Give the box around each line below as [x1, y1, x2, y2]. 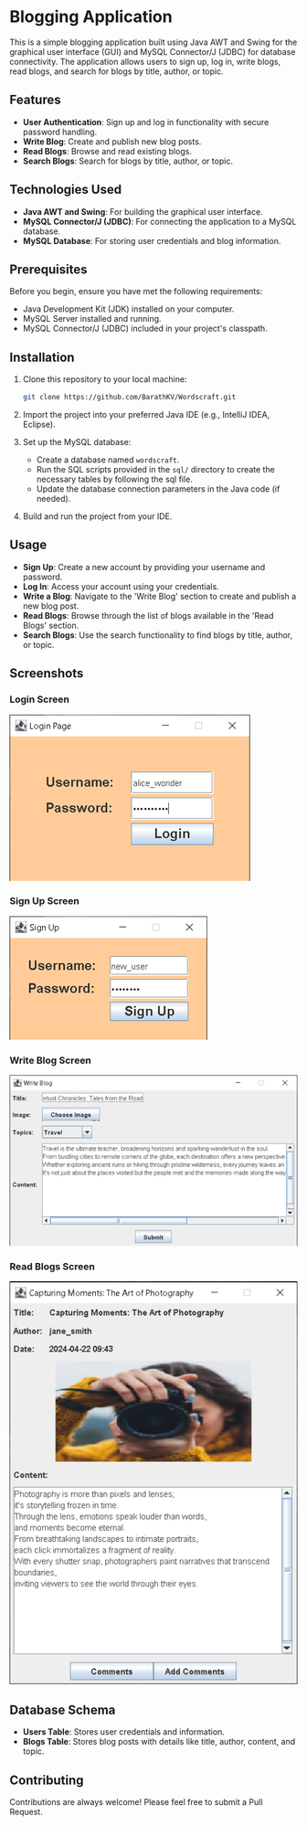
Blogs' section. [22, 620, 79, 631]
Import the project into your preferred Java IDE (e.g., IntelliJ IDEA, [22, 409, 270, 420]
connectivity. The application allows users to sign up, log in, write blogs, [9, 56, 281, 67]
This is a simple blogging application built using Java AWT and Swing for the [9, 37, 298, 48]
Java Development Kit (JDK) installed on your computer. [22, 303, 235, 314]
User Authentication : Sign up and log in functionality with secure [22, 116, 270, 127]
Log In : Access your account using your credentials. [22, 580, 219, 591]
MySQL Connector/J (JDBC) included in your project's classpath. [22, 323, 268, 334]
